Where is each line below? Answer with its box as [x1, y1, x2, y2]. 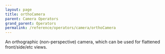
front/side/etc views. [5, 44, 47, 50]
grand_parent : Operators [5, 21, 56, 26]
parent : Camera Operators [5, 16, 58, 21]
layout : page [5, 7, 32, 12]
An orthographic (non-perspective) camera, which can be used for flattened [5, 39, 161, 45]
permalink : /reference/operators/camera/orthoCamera [5, 26, 116, 30]
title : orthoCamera [5, 12, 45, 17]
